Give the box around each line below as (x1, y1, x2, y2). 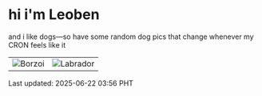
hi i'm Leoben (8, 6, 100, 24)
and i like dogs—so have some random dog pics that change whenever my (8, 32, 254, 41)
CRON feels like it (8, 40, 66, 49)
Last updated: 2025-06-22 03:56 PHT (8, 78, 134, 88)
